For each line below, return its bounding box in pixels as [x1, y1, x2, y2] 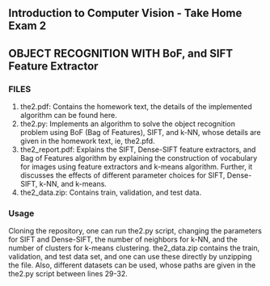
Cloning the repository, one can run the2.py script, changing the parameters [8, 226, 263, 236]
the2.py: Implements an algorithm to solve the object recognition [19, 119, 236, 128]
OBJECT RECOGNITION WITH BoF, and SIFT [8, 46, 234, 60]
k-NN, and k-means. [39, 179, 108, 189]
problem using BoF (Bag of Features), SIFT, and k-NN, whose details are [19, 128, 261, 137]
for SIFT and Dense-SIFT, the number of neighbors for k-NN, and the [8, 234, 238, 245]
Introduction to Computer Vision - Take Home [8, 6, 243, 20]
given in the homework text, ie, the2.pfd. [19, 137, 155, 146]
